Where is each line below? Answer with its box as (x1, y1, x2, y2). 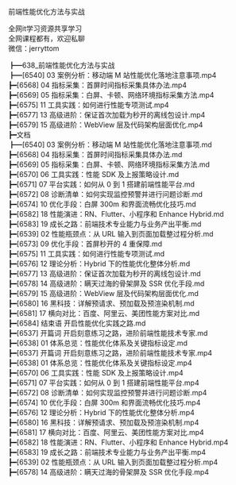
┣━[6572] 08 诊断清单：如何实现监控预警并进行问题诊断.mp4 (8, 388, 207, 397)
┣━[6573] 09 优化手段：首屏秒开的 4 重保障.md (8, 239, 163, 248)
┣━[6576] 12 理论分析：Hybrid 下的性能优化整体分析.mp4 (8, 408, 195, 417)
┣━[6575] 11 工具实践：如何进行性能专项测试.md (8, 249, 165, 258)
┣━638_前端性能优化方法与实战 (8, 60, 115, 70)
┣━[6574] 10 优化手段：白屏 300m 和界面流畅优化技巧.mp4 (8, 398, 201, 407)
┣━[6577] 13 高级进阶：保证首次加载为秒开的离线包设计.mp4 (8, 110, 206, 119)
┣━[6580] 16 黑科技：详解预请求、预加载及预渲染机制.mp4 (8, 418, 199, 427)
